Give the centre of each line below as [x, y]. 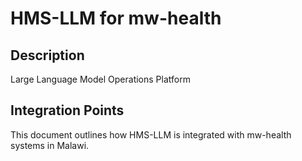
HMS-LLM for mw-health [116, 18]
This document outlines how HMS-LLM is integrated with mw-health [151, 134]
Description [47, 55]
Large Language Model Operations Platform [100, 79]
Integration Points [67, 110]
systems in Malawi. [50, 145]
